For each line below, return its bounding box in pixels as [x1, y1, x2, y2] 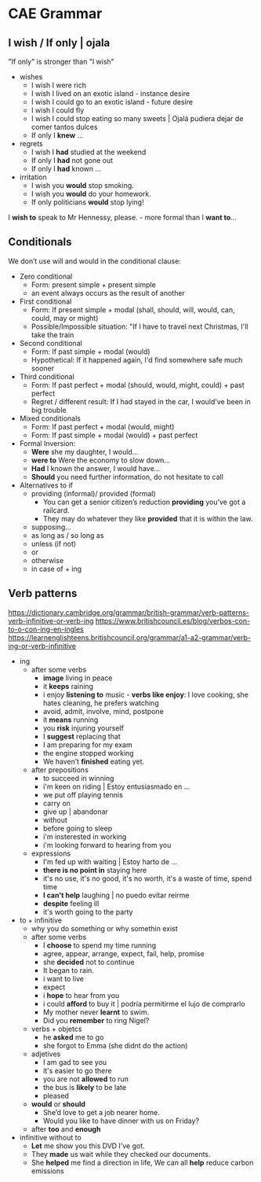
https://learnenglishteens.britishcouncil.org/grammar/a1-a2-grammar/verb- [8, 632, 252, 642]
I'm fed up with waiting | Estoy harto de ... [42, 856, 178, 866]
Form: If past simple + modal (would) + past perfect [31, 430, 198, 440]
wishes [19, 72, 43, 81]
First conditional [19, 296, 72, 306]
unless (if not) [31, 539, 77, 548]
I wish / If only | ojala [8, 36, 111, 50]
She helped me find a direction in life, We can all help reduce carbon [31, 1158, 254, 1167]
